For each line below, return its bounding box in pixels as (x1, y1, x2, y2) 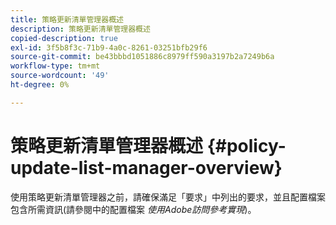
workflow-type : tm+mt (10, 61, 101, 71)
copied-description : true (10, 33, 118, 43)
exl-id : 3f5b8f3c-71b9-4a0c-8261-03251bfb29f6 (10, 42, 208, 53)
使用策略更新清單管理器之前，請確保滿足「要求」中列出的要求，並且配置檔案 (10, 191, 326, 203)
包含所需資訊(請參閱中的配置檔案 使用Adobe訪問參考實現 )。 (10, 203, 257, 215)
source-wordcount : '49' (10, 71, 110, 81)
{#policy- (206, 134, 287, 157)
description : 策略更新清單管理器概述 (10, 24, 151, 34)
